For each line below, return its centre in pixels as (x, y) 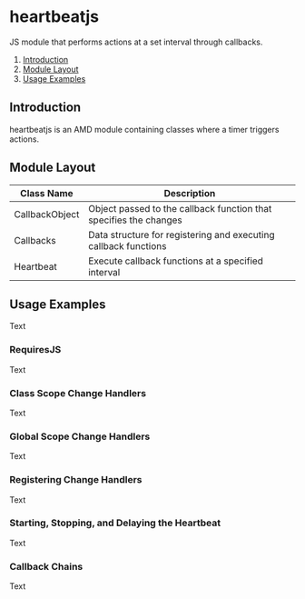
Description (190, 193)
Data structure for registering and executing (181, 235)
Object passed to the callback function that (180, 208)
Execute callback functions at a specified (175, 261)
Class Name (47, 193)
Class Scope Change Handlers (78, 393)
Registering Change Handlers (76, 480)
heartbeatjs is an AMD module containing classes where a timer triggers (144, 129)
